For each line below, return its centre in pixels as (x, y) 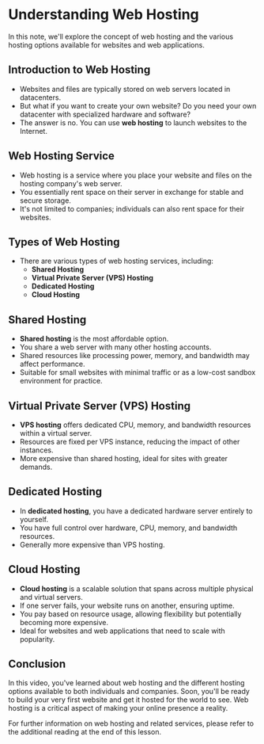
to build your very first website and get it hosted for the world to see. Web (128, 700)
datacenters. (40, 97)
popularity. (37, 639)
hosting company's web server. (71, 183)
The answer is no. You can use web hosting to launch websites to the (133, 122)
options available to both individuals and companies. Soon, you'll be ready (129, 692)
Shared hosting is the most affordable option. (94, 339)
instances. (36, 450)
